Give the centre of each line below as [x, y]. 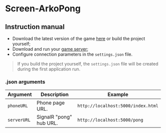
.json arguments [25, 82]
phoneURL [18, 106]
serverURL [19, 120]
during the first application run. [49, 69]
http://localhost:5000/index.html [118, 106]
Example [118, 95]
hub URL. [47, 123]
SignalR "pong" [55, 117]
